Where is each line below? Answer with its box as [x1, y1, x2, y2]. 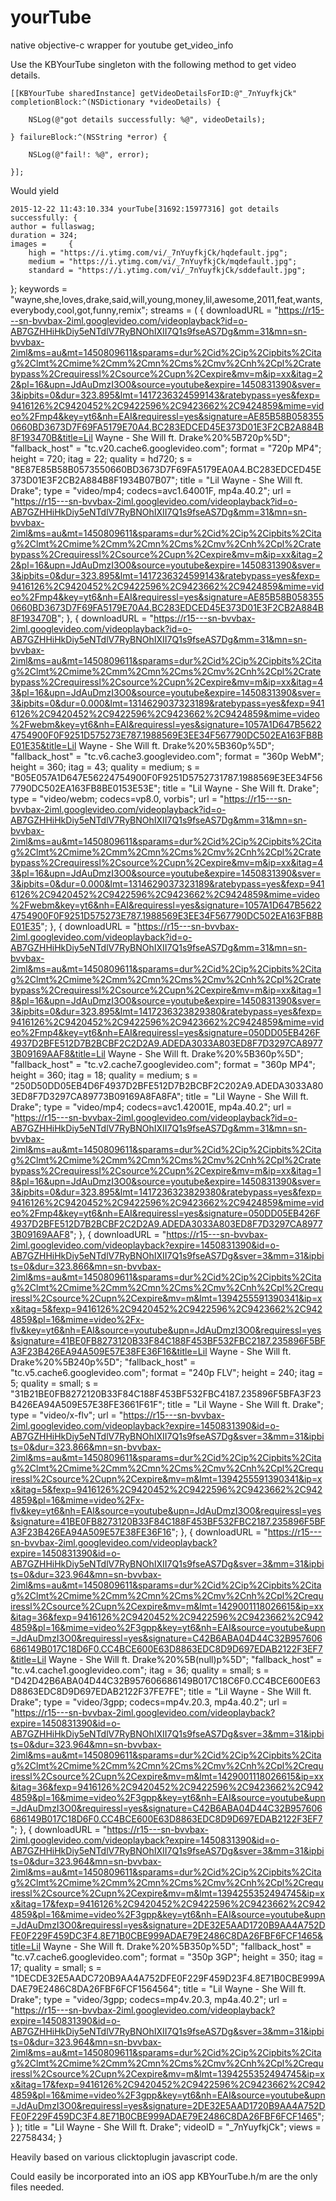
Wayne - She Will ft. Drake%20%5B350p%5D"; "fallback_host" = [43, 1940, 312, 1952]
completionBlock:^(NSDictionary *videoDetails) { [10, 97, 222, 107]
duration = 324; [10, 230, 78, 240]
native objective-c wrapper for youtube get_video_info [10, 39, 234, 51]
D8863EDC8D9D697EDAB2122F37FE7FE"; [10, 1685, 187, 1697]
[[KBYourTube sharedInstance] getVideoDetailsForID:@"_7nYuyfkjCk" [10, 88, 298, 98]
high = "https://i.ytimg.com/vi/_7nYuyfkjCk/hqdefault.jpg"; [28, 247, 288, 258]
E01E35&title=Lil [10, 739, 77, 751]
